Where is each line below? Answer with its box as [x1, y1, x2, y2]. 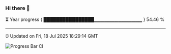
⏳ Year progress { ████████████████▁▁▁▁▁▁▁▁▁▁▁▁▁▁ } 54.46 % [5, 16, 164, 22]
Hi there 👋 [5, 5, 31, 12]
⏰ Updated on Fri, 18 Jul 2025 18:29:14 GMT [5, 33, 98, 39]
